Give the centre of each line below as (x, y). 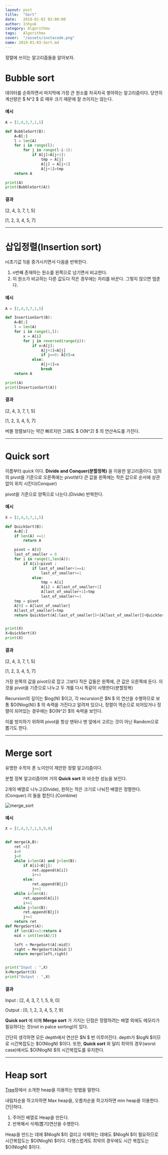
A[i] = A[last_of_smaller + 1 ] (71, 587)
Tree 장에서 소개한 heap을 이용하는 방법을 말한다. (53, 1090)
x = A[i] (32, 336)
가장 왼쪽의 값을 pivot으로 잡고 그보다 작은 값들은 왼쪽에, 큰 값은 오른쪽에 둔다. (81, 682)
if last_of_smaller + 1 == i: (59, 568)
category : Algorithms (28, 29)
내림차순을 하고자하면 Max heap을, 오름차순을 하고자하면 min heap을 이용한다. (82, 1101)
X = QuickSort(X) (21, 633)
